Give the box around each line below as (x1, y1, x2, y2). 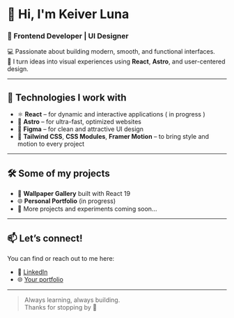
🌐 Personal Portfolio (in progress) (17, 197, 116, 205)
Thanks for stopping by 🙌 (24, 303, 97, 311)
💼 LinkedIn (17, 268, 48, 276)
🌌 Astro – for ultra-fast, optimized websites (17, 118, 141, 126)
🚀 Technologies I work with (7, 91, 127, 103)
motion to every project (17, 139, 85, 149)
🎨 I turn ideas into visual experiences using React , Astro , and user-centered (7, 57, 226, 66)
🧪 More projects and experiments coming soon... (17, 205, 157, 213)
